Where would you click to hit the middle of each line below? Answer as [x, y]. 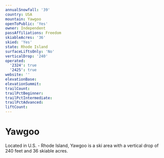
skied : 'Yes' [19, 42]
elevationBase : [21, 79]
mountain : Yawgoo [23, 19]
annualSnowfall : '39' [28, 10]
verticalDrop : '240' [27, 56]
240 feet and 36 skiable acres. [37, 151]
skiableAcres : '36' [25, 38]
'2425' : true [23, 70]
